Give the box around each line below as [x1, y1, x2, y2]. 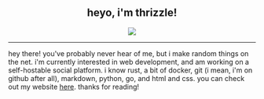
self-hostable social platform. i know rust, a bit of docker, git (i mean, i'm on [8, 65, 253, 75]
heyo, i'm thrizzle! [86, 6, 178, 19]
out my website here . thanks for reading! [8, 82, 140, 91]
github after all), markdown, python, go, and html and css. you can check [8, 73, 245, 83]
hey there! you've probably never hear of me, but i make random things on [8, 48, 249, 58]
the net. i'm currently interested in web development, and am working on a [8, 57, 250, 66]
